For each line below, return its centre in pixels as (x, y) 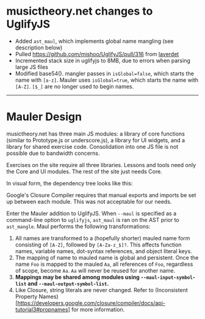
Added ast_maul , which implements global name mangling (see (94, 41)
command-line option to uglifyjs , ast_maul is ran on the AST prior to (93, 220)
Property (26, 296)
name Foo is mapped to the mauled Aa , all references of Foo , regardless (104, 264)
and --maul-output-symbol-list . (68, 283)
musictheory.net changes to (80, 11)
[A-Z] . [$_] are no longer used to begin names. (74, 86)
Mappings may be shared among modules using (77, 277)
